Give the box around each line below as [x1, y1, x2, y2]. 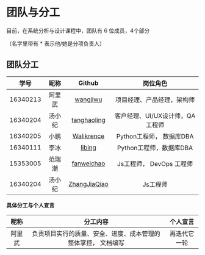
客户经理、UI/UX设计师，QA [114, 111, 196, 120]
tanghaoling [71, 115, 106, 124]
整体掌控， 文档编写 [68, 239, 125, 247]
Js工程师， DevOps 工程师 [117, 159, 193, 168]
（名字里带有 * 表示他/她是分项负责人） [6, 40, 105, 47]
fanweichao [71, 159, 106, 168]
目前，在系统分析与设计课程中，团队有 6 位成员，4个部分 [6, 27, 150, 34]
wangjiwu [74, 95, 103, 104]
